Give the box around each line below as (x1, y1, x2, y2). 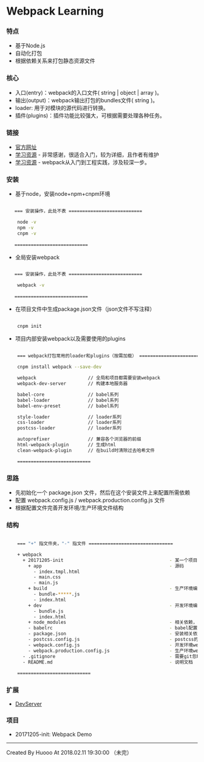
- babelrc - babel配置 (28, 625, 198, 631)
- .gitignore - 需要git (22, 653, 192, 659)
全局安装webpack (15, 254, 59, 261)
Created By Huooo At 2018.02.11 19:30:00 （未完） (6, 749, 132, 756)
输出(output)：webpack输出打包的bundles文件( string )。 (15, 96, 158, 104)
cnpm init (17, 323, 42, 329)
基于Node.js (15, 42, 46, 49)
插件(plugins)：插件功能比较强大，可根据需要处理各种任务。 (15, 111, 165, 119)
